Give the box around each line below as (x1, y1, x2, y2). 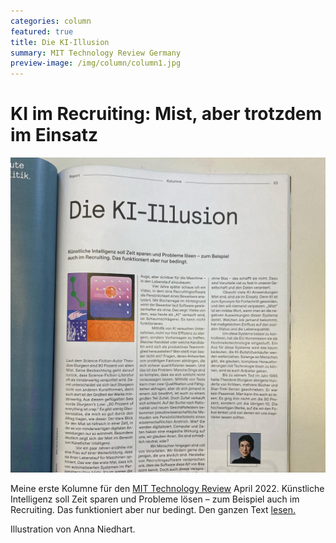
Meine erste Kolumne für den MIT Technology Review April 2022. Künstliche (10, 483, 325, 495)
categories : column (10, 16, 92, 26)
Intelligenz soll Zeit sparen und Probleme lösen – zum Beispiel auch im (10, 493, 300, 505)
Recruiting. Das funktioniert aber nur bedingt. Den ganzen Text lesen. (10, 504, 297, 516)
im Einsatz (10, 124, 99, 147)
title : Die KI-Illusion (10, 37, 110, 47)
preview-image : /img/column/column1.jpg (10, 58, 182, 69)
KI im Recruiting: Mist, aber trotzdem (10, 103, 323, 125)
